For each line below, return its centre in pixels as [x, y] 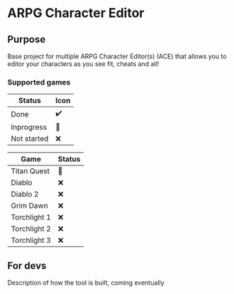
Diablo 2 [25, 195]
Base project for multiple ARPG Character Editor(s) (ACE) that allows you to [117, 56]
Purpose [27, 39]
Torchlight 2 [31, 229]
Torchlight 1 [31, 217]
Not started [30, 138]
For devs [27, 265]
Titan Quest [30, 171]
